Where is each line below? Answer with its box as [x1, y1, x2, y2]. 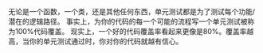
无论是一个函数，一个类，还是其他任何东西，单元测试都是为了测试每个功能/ [8, 7, 256, 16]
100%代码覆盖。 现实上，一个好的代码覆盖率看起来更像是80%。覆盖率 [14, 27, 247, 36]
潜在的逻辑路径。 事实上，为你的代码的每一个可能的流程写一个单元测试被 [8, 17, 248, 26]
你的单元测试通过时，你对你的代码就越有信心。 [29, 36, 183, 46]
